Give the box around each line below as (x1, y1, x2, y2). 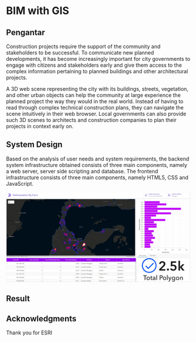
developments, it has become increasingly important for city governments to (6, 56, 191, 62)
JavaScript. (6, 180, 34, 187)
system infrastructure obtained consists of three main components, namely (6, 161, 187, 168)
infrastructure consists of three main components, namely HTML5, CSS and (6, 174, 189, 181)
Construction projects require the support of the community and (6, 43, 161, 50)
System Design (6, 139, 63, 150)
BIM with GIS (6, 4, 70, 18)
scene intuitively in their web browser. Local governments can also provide (6, 110, 187, 117)
